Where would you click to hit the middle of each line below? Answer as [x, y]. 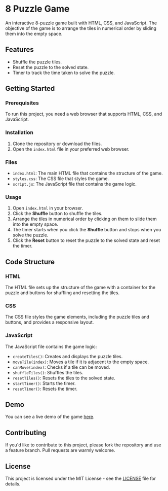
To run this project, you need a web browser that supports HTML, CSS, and [84, 114]
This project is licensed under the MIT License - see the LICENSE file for [80, 479]
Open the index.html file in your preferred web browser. [71, 149]
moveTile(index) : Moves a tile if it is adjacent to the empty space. [81, 362]
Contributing [26, 432]
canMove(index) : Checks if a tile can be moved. [61, 367]
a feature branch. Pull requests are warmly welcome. [60, 450]
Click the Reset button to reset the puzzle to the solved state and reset [86, 240]
